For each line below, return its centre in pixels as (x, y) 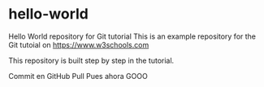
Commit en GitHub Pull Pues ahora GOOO (78, 76)
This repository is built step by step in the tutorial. (91, 60)
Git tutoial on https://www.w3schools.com (79, 44)
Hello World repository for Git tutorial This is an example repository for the (132, 36)
